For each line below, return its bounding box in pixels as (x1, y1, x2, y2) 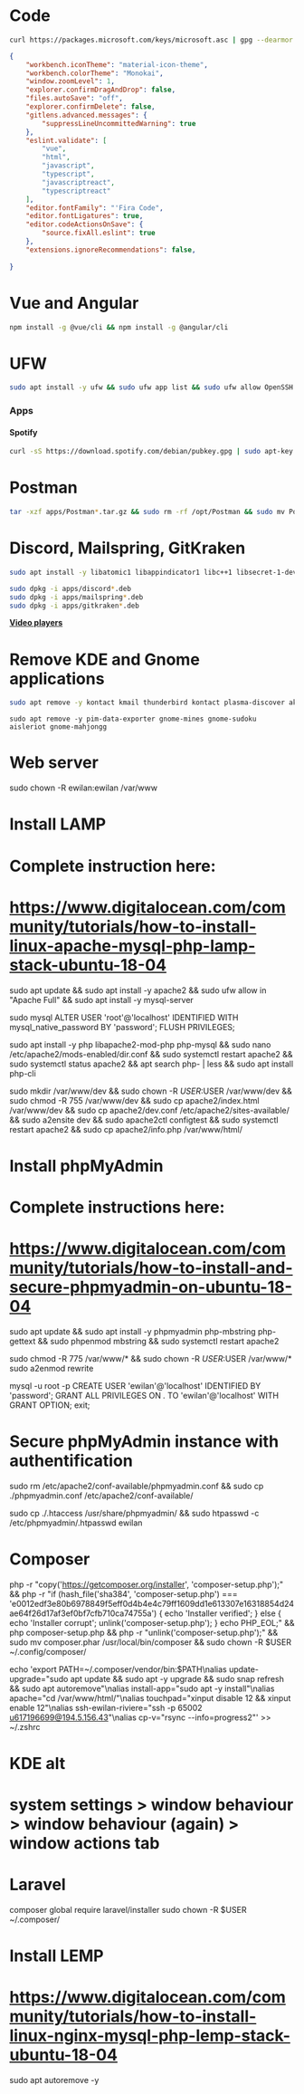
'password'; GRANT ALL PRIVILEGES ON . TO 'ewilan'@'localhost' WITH (9, 1390, 279, 1401)
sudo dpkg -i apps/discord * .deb (9, 584, 131, 593)
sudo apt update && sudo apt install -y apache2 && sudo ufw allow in (9, 984, 267, 996)
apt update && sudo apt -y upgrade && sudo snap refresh (70, 1673, 285, 1684)
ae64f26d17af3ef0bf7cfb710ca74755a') (9, 1608, 157, 1619)
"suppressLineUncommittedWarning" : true (42, 119, 196, 128)
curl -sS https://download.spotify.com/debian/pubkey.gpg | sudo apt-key (9, 447, 294, 456)
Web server (9, 752, 100, 773)
